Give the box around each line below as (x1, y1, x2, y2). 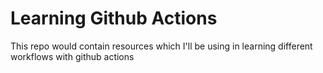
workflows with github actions (10, 50, 135, 62)
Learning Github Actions (10, 7, 218, 30)
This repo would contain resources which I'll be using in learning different (10, 40, 313, 52)
